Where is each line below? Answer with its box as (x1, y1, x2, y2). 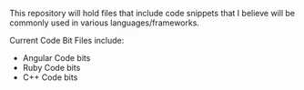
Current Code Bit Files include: (9, 35, 125, 45)
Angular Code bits (22, 53, 91, 63)
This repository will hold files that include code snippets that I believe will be (9, 8, 296, 18)
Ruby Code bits (22, 63, 81, 73)
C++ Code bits (22, 72, 78, 83)
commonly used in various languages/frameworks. (9, 17, 200, 28)
